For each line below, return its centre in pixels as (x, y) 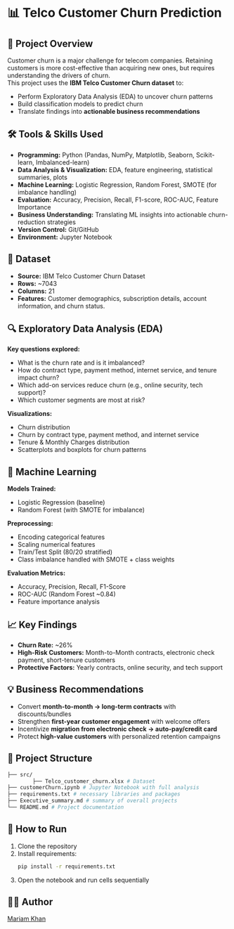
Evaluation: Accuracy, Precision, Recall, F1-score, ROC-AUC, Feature (118, 200)
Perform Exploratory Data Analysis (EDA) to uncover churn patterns (115, 96)
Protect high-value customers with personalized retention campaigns (119, 736)
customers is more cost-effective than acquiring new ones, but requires (111, 68)
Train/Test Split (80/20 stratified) (65, 552)
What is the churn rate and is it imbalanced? (81, 363)
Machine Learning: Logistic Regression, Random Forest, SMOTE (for (117, 184)
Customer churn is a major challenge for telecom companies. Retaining (110, 60)
